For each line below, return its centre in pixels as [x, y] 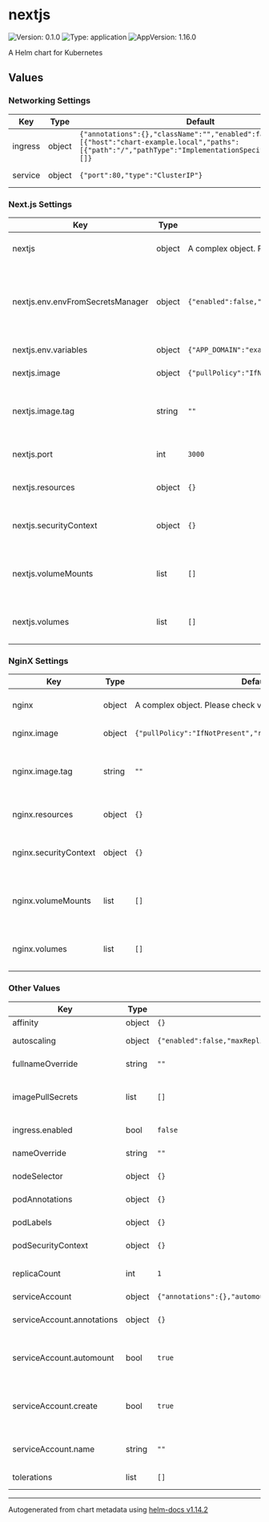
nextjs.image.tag [43, 411]
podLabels [32, 1222]
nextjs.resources [44, 487]
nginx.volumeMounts [52, 901]
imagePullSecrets [45, 1097]
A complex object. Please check [195, 706]
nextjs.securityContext [55, 525]
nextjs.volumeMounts [53, 573]
